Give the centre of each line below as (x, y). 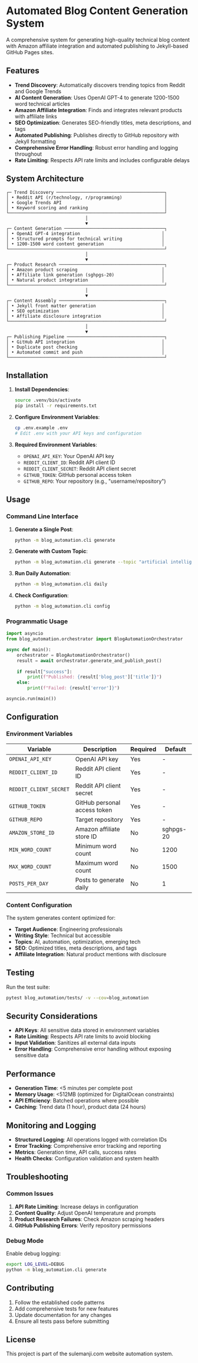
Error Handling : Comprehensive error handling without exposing (93, 1049)
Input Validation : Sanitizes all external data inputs (75, 1043)
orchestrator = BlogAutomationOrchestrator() (74, 655)
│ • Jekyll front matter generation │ (85, 306)
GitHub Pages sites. (30, 52)
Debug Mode (25, 1240)
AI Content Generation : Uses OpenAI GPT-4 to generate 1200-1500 (97, 97)
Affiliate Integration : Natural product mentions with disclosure (90, 954)
